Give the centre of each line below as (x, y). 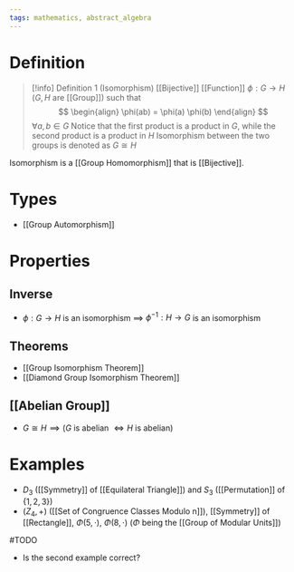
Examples (47, 464)
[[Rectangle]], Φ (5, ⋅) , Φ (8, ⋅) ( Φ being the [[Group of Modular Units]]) (152, 523)
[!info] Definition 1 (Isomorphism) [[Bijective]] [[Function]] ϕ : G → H (158, 88)
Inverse (31, 294)
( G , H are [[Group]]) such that (86, 97)
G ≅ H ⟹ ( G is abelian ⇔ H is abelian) (98, 428)
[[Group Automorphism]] (68, 224)
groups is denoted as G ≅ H (84, 145)
